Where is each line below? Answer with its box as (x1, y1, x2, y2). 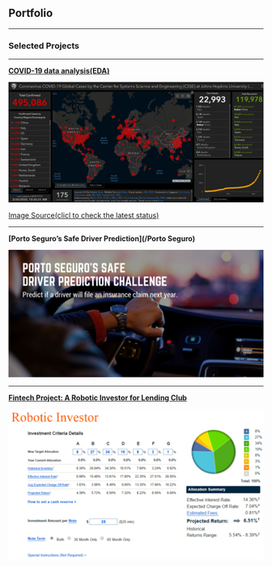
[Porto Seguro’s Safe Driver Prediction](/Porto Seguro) (8, 234, 196, 243)
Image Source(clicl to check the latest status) (8, 210, 159, 220)
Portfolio (8, 6, 53, 20)
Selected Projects (8, 40, 79, 51)
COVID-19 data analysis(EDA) (8, 66, 110, 76)
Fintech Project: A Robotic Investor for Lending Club (8, 392, 188, 403)
